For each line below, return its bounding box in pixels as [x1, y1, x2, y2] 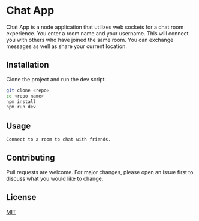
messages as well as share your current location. [6, 43, 127, 50]
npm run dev [6, 104, 36, 110]
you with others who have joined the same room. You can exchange [6, 36, 174, 43]
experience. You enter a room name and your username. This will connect [6, 29, 189, 37]
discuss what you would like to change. [6, 175, 104, 182]
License [6, 192, 37, 202]
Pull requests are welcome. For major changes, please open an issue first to [6, 168, 194, 175]
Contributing [6, 153, 55, 163]
